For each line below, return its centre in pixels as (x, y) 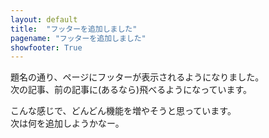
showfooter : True (46, 47)
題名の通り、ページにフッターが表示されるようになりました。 (137, 77)
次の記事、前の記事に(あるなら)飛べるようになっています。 (131, 90)
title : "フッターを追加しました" (74, 29)
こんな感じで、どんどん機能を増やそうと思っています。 (123, 111)
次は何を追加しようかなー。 (67, 123)
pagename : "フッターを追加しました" (78, 38)
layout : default (44, 19)
